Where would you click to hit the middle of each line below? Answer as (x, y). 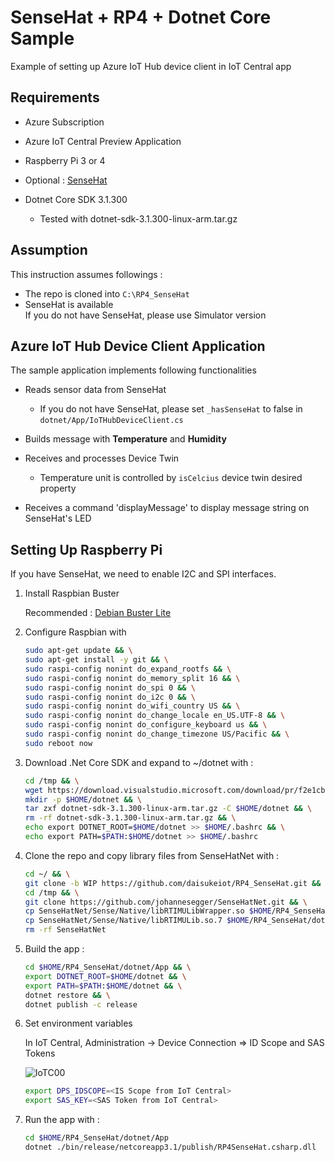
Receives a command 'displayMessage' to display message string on (167, 508)
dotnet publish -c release (81, 1004)
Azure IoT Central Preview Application (103, 141)
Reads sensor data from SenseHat (95, 390)
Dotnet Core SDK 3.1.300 (76, 199)
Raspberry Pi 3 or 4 (65, 160)
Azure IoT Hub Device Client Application (138, 346)
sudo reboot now (58, 743)
